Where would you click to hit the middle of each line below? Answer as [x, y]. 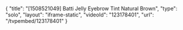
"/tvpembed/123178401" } [37, 21]
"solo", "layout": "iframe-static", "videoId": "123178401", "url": [80, 15]
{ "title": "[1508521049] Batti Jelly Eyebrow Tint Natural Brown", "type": [91, 9]
